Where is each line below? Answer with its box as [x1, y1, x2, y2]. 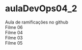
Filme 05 [5, 40, 23, 46]
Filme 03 [5, 35, 23, 41]
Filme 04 [5, 29, 23, 35]
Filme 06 [5, 24, 23, 30]
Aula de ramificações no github [5, 19, 69, 25]
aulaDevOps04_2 [5, 3, 78, 14]
